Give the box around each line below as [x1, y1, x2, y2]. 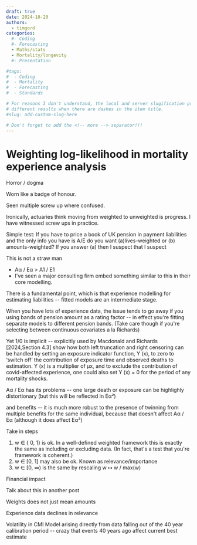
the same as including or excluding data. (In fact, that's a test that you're [14, 445, 190, 452]
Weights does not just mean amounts [6, 498, 96, 505]
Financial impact [6, 476, 46, 483]
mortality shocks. [6, 375, 48, 382]
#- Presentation [11, 57, 51, 63]
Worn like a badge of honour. [6, 191, 76, 198]
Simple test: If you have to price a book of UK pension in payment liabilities [6, 231, 187, 238]
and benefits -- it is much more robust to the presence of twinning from [6, 404, 179, 411]
